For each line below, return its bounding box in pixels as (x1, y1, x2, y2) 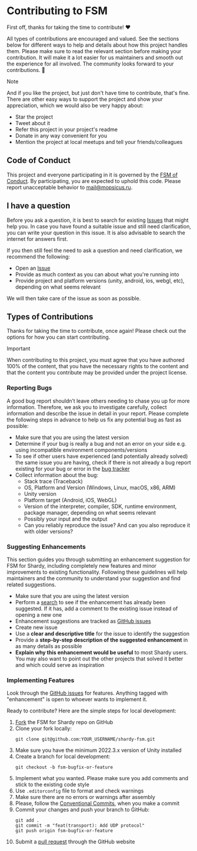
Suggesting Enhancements (6, 542, 86, 551)
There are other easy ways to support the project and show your (6, 96, 163, 103)
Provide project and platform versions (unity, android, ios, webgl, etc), (15, 277, 185, 284)
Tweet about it (15, 119, 51, 126)
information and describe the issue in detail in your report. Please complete (6, 410, 189, 417)
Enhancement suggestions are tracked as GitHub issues (15, 617, 152, 624)
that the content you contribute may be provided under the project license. (6, 369, 188, 376)
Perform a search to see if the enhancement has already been (15, 598, 166, 605)
